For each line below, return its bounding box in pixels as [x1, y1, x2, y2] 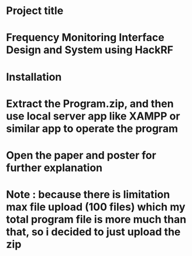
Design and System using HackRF [6, 43, 174, 57]
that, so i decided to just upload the [6, 226, 181, 238]
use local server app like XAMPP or [6, 110, 180, 122]
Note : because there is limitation [6, 188, 170, 202]
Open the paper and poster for [6, 148, 156, 162]
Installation [6, 70, 62, 83]
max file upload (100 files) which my [6, 200, 186, 214]
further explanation [6, 161, 102, 174]
